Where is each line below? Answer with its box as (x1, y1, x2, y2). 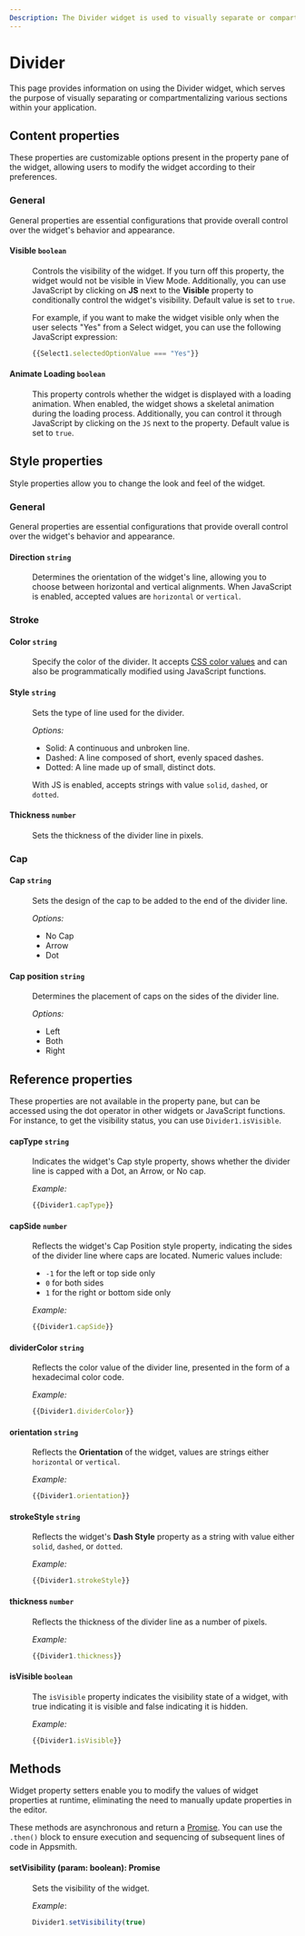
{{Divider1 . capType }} (32, 1201, 114, 1210)
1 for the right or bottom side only (44, 1287, 172, 1298)
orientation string (9, 1426, 79, 1437)
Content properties (9, 128, 120, 144)
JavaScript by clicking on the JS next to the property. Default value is (32, 417, 290, 428)
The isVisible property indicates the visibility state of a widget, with (32, 1691, 289, 1702)
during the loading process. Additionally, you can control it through (32, 408, 282, 419)
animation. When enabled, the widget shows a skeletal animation (32, 398, 275, 409)
